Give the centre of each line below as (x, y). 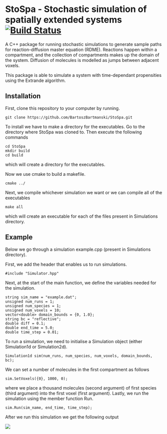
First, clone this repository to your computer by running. (63, 108)
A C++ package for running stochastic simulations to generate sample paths (83, 44)
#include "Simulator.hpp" (32, 273)
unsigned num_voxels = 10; (33, 310)
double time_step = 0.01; (32, 332)
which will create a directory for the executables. (55, 164)
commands (17, 137)
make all (14, 207)
